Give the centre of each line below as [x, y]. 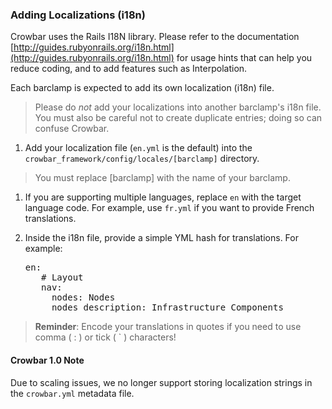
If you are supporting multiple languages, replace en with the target [163, 197]
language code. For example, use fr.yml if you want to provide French [169, 208]
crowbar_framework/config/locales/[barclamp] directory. [142, 159]
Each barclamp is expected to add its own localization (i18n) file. [142, 88]
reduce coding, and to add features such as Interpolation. [129, 69]
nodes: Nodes [83, 297]
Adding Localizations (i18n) [78, 15]
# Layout [62, 277]
